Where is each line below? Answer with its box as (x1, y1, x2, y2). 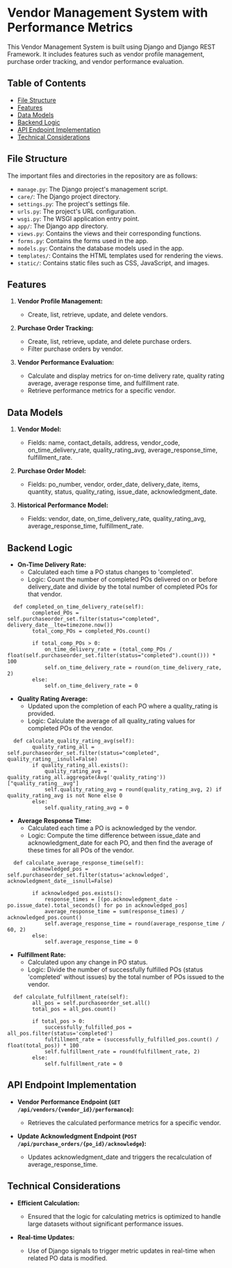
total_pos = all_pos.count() (32, 1006, 117, 1012)
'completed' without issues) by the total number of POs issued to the (27, 973, 224, 981)
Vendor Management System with (7, 5, 208, 21)
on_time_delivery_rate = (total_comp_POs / (44, 646, 172, 653)
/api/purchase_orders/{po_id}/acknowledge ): (17, 1139, 147, 1147)
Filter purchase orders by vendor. (27, 345, 124, 353)
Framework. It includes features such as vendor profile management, (7, 50, 205, 58)
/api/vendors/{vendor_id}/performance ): (17, 1105, 134, 1113)
